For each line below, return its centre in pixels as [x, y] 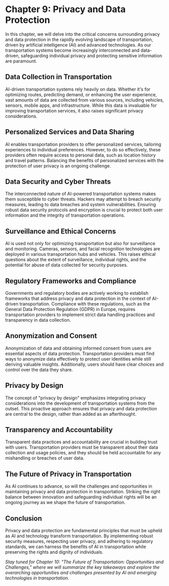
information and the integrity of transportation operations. [65, 215]
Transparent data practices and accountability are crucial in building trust [81, 442]
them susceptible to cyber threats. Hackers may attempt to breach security [83, 199]
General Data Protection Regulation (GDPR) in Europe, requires [70, 309]
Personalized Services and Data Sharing [70, 132]
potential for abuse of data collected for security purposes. [67, 265]
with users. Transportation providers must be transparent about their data [82, 447]
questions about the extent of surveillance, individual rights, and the [76, 260]
